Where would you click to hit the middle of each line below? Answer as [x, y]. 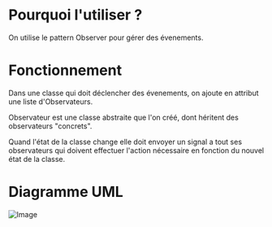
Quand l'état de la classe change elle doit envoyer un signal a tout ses [125, 142]
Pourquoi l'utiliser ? [76, 15]
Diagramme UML [66, 192]
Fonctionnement [65, 70]
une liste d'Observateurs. [51, 101]
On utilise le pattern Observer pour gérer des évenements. [106, 37]
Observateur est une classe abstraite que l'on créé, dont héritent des [124, 117]
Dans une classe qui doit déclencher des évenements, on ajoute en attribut [134, 93]
